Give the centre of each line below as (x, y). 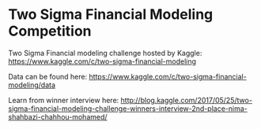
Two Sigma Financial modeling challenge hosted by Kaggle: (105, 53)
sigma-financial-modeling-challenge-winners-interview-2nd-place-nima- (128, 109)
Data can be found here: (48, 76)
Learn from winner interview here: (64, 100)
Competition (50, 31)
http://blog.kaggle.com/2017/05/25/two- (187, 100)
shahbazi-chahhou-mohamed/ (58, 116)
